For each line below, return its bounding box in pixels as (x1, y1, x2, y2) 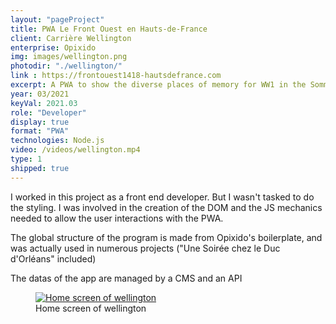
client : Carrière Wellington (10, 33, 132, 43)
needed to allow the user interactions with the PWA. (10, 212, 224, 224)
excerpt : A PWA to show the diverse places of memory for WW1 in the (10, 80, 307, 90)
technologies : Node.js (10, 136, 105, 146)
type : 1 (10, 154, 43, 164)
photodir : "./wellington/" (10, 61, 123, 71)
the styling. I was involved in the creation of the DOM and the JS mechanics (10, 201, 323, 213)
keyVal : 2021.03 (10, 98, 78, 108)
